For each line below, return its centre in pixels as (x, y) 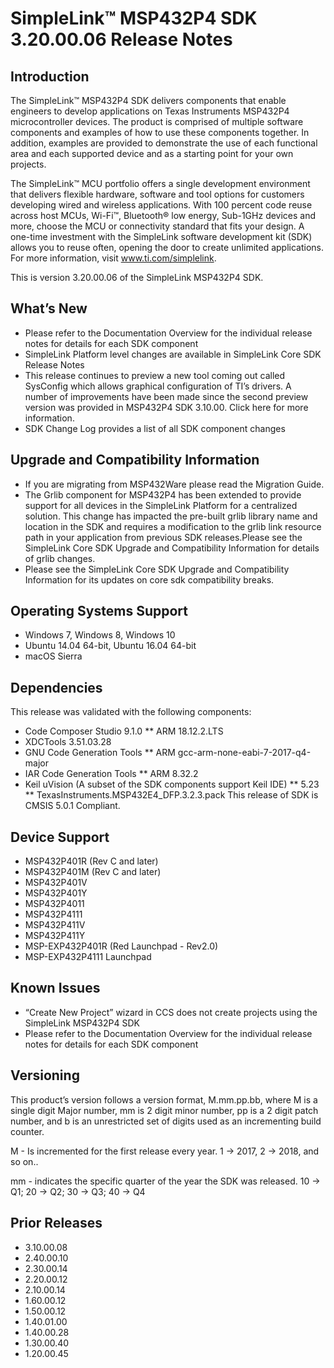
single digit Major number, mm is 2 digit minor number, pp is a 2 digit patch (164, 1110)
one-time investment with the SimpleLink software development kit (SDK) (161, 236)
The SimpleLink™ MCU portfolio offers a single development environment (160, 183)
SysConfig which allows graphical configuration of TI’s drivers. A (158, 386)
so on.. (24, 1161)
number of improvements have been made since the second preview (166, 396)
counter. (27, 1131)
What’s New (49, 308)
